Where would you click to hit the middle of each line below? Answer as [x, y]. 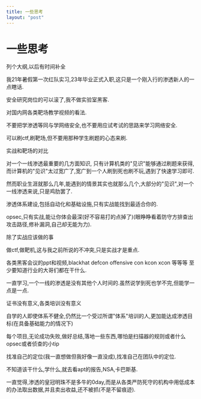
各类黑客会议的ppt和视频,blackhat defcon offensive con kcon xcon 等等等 [97, 263]
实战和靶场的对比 [27, 151]
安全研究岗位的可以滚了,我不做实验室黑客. [58, 100]
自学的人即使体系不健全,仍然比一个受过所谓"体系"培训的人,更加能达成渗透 [97, 316]
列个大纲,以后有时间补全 [36, 67]
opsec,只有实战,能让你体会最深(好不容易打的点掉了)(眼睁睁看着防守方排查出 [100, 217]
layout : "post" [25, 17]
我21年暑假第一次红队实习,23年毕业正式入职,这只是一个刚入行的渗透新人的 [98, 79]
